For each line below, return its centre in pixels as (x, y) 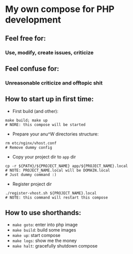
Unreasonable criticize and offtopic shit (54, 82)
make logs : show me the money (45, 240)
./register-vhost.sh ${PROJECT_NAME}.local (51, 193)
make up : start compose (36, 235)
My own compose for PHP (60, 9)
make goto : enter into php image (45, 225)
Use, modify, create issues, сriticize (49, 52)
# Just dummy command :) (31, 174)
